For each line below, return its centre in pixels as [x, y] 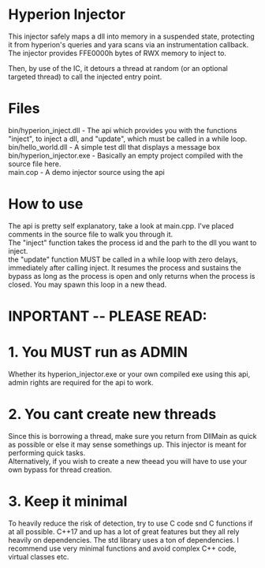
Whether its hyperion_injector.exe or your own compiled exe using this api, [129, 374]
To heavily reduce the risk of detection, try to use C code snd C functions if [131, 523]
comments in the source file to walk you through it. [91, 234]
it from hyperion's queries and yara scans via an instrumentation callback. [129, 44]
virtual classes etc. [39, 556]
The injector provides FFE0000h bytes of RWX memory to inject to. [118, 53]
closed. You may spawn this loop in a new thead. [88, 284]
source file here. [35, 164]
